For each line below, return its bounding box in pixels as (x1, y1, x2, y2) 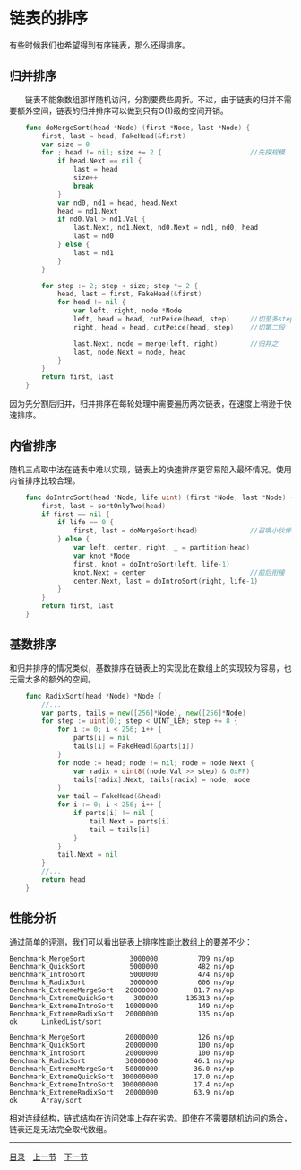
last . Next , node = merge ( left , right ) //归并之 (73, 339, 279, 348)
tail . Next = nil (56, 850, 118, 859)
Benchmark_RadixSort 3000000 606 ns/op (9, 978, 235, 987)
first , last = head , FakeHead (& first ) (41, 131, 186, 140)
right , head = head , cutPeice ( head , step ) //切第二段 (73, 322, 285, 332)
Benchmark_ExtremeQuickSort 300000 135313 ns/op (9, 993, 235, 1002)
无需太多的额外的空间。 (9, 673, 96, 684)
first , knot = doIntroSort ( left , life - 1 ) (73, 559, 230, 568)
